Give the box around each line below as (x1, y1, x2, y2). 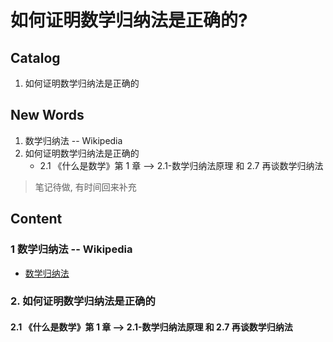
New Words (10, 107, 85, 124)
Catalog (10, 49, 61, 66)
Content (10, 211, 63, 228)
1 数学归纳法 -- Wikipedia (10, 242, 133, 256)
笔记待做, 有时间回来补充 (34, 181, 137, 193)
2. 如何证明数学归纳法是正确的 (10, 294, 156, 308)
